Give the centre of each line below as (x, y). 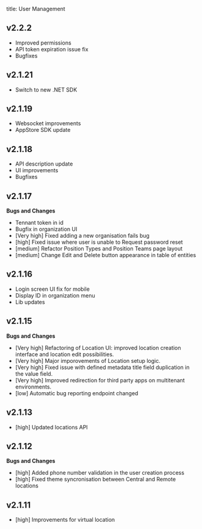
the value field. (34, 374)
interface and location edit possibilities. (64, 354)
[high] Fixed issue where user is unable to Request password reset (99, 242)
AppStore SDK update (43, 130)
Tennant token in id (39, 223)
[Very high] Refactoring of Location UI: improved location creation (98, 348)
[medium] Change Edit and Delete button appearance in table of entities (106, 255)
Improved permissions (43, 43)
